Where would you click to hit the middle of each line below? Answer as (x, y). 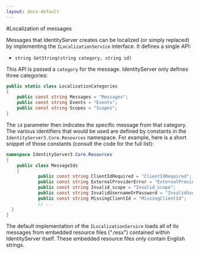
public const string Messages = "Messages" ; (73, 97)
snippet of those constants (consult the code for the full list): (80, 144)
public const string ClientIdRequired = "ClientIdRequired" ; (115, 177)
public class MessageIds (47, 165)
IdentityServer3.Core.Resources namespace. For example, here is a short (96, 137)
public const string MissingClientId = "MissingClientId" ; (112, 198)
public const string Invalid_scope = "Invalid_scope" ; (107, 188)
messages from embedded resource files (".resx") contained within (88, 232)
